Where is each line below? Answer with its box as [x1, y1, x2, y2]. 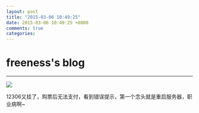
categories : [6, 31, 36, 37]
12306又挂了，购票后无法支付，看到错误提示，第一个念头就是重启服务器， [6, 93, 188, 101]
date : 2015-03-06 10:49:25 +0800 [6, 20, 89, 25]
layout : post [6, 8, 38, 15]
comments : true [6, 25, 44, 31]
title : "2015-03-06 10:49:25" [6, 14, 81, 20]
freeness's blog [6, 56, 85, 70]
